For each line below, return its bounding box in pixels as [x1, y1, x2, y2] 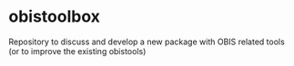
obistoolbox [8, 6, 101, 27]
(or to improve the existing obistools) [8, 45, 147, 56]
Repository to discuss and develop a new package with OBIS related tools [8, 36, 286, 47]
